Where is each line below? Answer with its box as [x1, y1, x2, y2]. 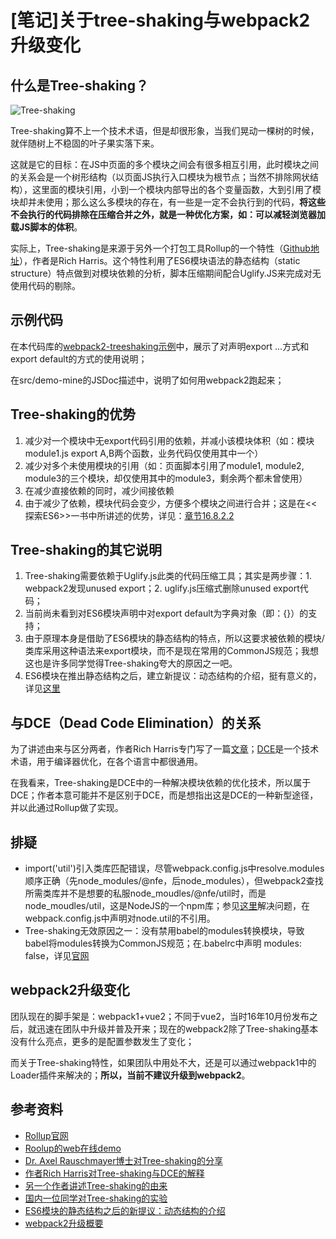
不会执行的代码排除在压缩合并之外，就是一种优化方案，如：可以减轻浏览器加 [10, 209, 326, 220]
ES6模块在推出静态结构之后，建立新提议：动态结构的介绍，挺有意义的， [24, 670, 322, 682]
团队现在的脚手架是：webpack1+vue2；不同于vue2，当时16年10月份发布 [10, 1010, 310, 1022]
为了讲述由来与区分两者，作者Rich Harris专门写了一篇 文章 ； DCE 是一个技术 [10, 743, 320, 755]
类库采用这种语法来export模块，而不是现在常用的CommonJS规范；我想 [24, 645, 320, 657]
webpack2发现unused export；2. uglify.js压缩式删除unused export [24, 582, 300, 595]
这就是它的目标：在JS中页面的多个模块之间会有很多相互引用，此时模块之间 [10, 159, 319, 170]
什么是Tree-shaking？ [10, 77, 149, 94]
